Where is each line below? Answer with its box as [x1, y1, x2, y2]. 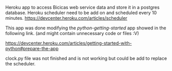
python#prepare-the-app [5, 46, 59, 51]
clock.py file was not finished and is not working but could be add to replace [5, 55, 167, 61]
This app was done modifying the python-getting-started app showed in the [5, 25, 166, 31]
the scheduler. [5, 61, 36, 66]
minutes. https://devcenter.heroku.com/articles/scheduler [5, 15, 127, 21]
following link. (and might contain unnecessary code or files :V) [5, 30, 139, 36]
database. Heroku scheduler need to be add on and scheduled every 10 [5, 10, 157, 16]
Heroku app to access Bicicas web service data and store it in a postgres [5, 5, 160, 10]
